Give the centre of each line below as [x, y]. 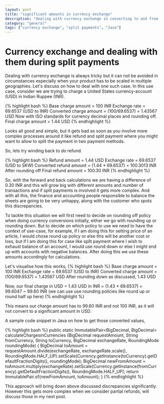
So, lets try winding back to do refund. [43, 151]
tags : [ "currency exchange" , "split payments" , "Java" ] [63, 28]
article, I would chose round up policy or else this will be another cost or [78, 236]
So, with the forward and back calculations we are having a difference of [78, 180]
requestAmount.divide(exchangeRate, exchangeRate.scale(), [66, 351]
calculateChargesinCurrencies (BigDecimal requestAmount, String [72, 335]
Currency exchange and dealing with [81, 52]
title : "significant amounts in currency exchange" [59, 14]
